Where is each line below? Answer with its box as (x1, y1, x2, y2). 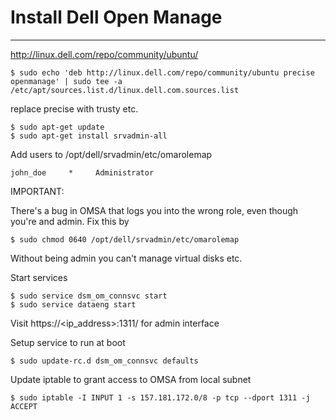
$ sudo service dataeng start (10, 299, 137, 310)
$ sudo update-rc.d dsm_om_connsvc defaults (10, 356, 199, 366)
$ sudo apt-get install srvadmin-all (10, 131, 168, 141)
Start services (10, 271, 68, 283)
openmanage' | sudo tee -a (10, 76, 123, 86)
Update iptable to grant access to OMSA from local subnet (10, 373, 252, 385)
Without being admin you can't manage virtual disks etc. (10, 252, 243, 264)
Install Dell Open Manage (10, 6, 223, 29)
